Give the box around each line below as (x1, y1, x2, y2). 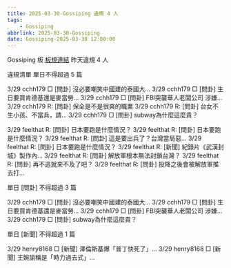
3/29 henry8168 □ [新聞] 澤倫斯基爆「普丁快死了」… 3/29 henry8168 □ (7, 245, 212, 253)
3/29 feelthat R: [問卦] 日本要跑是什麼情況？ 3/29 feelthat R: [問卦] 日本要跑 (7, 126, 221, 134)
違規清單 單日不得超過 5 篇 (7, 70, 83, 79)
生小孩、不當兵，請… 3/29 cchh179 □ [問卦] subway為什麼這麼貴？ (7, 111, 199, 119)
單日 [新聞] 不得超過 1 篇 (7, 230, 76, 238)
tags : (7, 17, 23, 23)
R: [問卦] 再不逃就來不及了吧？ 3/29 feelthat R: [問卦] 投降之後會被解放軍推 (7, 160, 219, 169)
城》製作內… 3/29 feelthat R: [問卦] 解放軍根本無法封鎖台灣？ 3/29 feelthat (7, 151, 219, 160)
